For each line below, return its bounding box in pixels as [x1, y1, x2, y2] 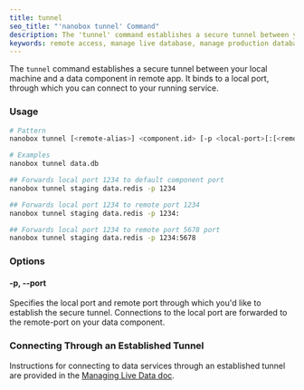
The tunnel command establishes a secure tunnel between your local [9, 63, 269, 74]
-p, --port [9, 278, 47, 288]
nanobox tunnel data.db [9, 160, 100, 169]
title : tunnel [9, 13, 63, 23]
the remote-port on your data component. [9, 317, 166, 327]
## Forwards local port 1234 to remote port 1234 [9, 200, 201, 210]
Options [9, 255, 45, 268]
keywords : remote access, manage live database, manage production [9, 38, 270, 48]
